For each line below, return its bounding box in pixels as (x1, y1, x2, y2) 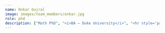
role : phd (5, 16, 26, 21)
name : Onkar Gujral (5, 7, 45, 12)
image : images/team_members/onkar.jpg (5, 12, 84, 16)
